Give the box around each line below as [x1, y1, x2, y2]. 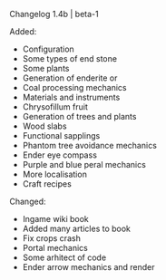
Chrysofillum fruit [22, 101, 88, 112]
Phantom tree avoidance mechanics [22, 140, 157, 150]
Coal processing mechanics [22, 82, 127, 92]
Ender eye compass [22, 150, 98, 160]
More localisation [22, 169, 88, 179]
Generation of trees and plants [22, 111, 137, 121]
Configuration [22, 43, 74, 54]
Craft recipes [22, 179, 73, 189]
